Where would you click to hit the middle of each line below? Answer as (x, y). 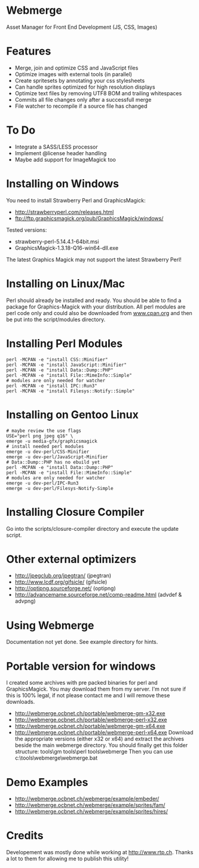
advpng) (25, 601)
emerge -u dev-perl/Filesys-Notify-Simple (60, 488)
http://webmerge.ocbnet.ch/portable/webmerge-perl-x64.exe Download (104, 733)
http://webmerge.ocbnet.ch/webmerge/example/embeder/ (87, 799)
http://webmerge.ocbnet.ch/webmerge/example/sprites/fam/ (90, 805)
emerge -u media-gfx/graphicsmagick (52, 441)
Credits (25, 836)
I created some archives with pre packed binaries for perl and (82, 683)
